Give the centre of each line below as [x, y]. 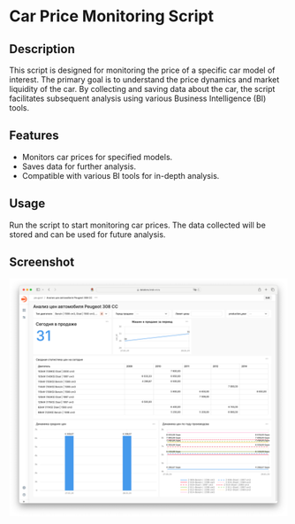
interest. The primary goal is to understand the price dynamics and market [144, 80]
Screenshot [42, 262]
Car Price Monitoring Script [112, 16]
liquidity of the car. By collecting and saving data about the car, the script [142, 89]
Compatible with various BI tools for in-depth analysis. [121, 175]
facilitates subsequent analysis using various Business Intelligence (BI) [138, 98]
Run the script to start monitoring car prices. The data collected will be [138, 225]
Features [34, 136]
